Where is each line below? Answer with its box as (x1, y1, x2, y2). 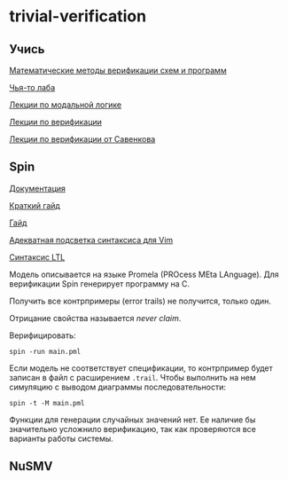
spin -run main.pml (9, 347, 82, 356)
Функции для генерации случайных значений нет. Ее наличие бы (9, 414, 256, 425)
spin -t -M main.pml (9, 398, 86, 407)
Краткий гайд (9, 200, 60, 210)
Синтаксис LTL (9, 251, 66, 263)
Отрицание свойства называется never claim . (9, 312, 182, 323)
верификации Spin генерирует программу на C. (9, 278, 191, 289)
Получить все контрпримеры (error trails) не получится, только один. (9, 295, 272, 306)
